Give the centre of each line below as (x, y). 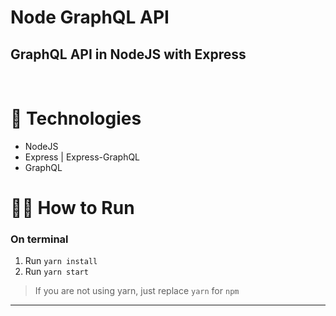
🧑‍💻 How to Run (72, 208)
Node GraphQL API (90, 17)
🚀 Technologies (76, 118)
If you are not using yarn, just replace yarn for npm (137, 291)
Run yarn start (56, 272)
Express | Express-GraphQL (82, 157)
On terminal (39, 239)
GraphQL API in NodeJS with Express (128, 54)
